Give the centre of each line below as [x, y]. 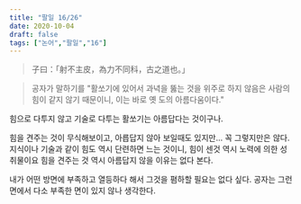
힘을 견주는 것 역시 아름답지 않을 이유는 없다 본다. [127, 160]
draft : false [34, 34]
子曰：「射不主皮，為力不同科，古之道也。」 [110, 69]
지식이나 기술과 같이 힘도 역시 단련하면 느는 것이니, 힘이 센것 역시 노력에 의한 [144, 149]
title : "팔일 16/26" [46, 18]
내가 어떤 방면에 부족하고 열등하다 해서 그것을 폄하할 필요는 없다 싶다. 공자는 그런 [151, 180]
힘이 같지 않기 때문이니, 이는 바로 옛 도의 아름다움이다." [128, 100]
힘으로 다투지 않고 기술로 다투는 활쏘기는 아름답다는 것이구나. [116, 119]
